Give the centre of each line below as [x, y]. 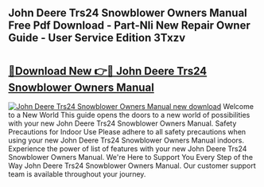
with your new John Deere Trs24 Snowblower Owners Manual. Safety [122, 123]
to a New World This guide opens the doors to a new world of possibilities [129, 115]
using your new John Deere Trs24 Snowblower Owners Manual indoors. [126, 140]
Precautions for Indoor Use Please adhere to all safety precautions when [127, 132]
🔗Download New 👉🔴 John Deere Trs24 [108, 71]
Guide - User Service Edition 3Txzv [97, 38]
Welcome [238, 106]
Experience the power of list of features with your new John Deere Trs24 [128, 149]
